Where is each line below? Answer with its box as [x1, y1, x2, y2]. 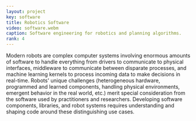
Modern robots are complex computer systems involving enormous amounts [6, 52, 191, 59]
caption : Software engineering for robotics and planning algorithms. [6, 31, 182, 36]
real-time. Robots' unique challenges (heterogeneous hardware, [6, 77, 160, 84]
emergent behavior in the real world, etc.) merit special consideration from [6, 89, 185, 96]
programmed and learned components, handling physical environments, [6, 83, 180, 90]
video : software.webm [6, 25, 59, 31]
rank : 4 [6, 36, 25, 42]
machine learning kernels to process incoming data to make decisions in [6, 71, 180, 78]
